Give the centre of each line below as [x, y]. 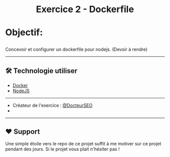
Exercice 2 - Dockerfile [85, 9]
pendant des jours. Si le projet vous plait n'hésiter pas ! [62, 149]
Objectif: [24, 33]
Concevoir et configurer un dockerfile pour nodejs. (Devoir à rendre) [76, 50]
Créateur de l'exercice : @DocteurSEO [52, 105]
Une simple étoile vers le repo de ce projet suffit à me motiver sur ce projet [83, 144]
